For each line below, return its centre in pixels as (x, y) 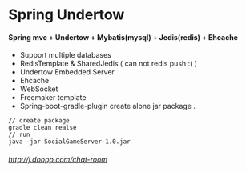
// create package (39, 121)
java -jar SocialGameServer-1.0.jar (69, 142)
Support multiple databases (66, 55)
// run (19, 135)
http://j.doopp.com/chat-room (58, 159)
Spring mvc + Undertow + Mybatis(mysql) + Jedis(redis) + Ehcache (123, 37)
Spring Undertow (67, 15)
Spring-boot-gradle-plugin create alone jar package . (108, 106)
